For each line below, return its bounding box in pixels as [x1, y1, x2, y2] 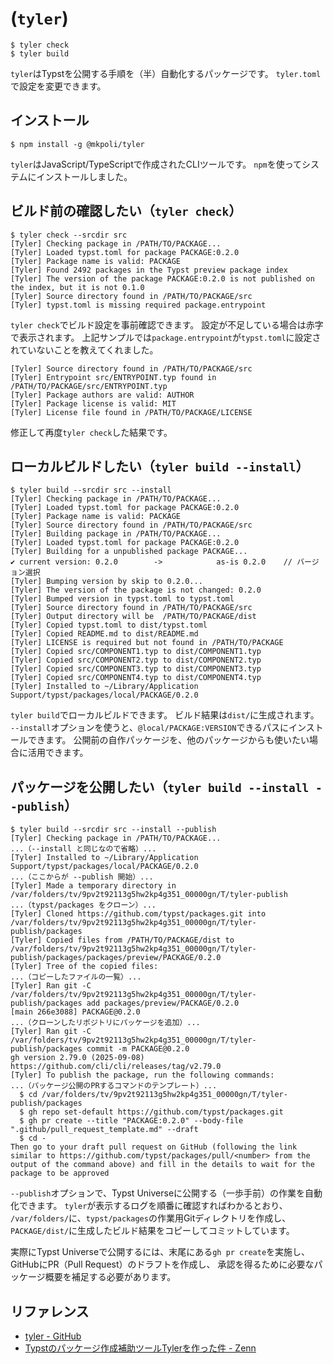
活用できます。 [27, 747, 89, 759]
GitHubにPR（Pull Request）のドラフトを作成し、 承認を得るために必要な [10, 1258, 315, 1271]
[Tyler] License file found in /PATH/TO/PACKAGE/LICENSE [10, 407, 253, 417]
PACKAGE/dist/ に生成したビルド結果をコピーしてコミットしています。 [10, 1225, 295, 1237]
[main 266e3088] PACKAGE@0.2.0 [10, 1007, 141, 1017]
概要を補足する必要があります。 [44, 1271, 177, 1283]
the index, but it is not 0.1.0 [10, 282, 145, 292]
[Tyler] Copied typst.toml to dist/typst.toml [10, 620, 208, 631]
